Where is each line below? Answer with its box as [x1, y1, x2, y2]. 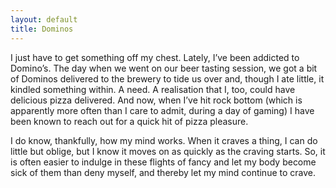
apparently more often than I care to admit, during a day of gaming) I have [10, 104, 315, 116]
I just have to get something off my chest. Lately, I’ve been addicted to [10, 51, 300, 63]
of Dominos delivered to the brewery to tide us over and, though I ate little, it [10, 72, 325, 85]
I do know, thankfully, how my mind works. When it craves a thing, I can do [10, 134, 318, 146]
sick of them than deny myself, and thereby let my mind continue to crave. [10, 166, 317, 178]
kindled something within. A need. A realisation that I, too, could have [10, 83, 296, 95]
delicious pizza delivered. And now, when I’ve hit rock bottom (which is [10, 94, 303, 106]
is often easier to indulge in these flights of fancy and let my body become [10, 156, 317, 168]
